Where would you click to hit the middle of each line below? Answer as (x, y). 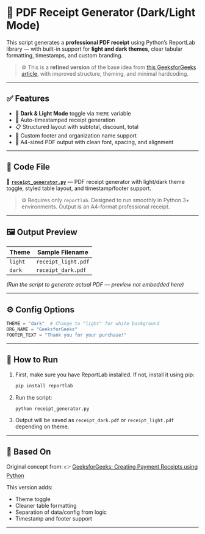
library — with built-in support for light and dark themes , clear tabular (95, 49)
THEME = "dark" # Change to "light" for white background (83, 324)
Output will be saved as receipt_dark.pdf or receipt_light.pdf (95, 420)
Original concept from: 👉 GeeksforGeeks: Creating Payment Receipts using (102, 467)
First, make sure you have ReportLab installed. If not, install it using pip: (105, 375)
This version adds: (30, 488)
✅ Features (28, 99)
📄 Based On (29, 452)
